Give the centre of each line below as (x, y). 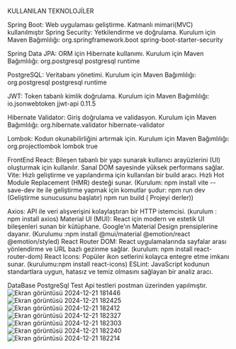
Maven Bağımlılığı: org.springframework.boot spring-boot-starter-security (115, 40)
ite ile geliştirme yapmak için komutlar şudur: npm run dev (121, 190)
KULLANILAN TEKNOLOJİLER (51, 11)
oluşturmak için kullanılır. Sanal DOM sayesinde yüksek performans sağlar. (116, 167)
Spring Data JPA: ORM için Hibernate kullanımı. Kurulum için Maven (106, 54)
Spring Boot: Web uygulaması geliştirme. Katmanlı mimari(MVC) (100, 24)
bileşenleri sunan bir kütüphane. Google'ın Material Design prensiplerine (113, 226)
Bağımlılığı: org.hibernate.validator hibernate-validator (86, 125)
